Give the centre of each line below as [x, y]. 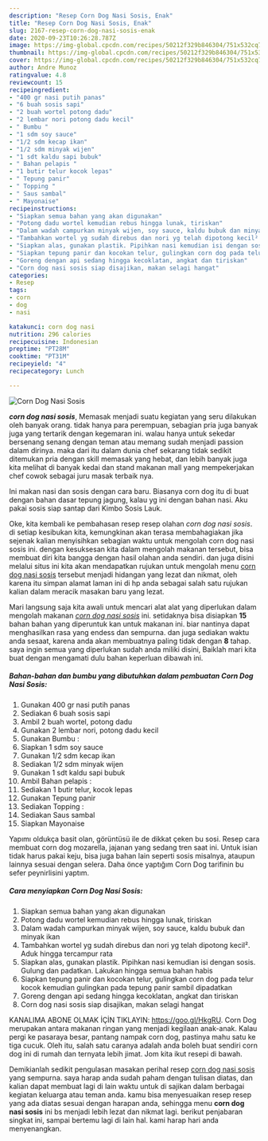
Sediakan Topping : [52, 806]
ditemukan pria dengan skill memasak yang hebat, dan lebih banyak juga [128, 459]
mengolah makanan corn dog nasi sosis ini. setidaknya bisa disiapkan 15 [128, 615]
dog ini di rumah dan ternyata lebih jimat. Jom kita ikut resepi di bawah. [126, 1053]
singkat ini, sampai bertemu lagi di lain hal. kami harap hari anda [114, 1120]
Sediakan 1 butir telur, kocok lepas [77, 789]
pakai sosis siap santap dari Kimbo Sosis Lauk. [85, 508]
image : [20, 45]
